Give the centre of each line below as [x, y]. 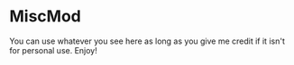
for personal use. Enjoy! [53, 50]
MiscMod [45, 16]
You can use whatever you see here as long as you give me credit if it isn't [147, 41]
